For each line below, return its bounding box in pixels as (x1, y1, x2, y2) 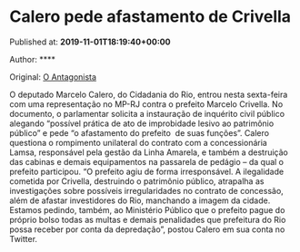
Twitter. (9, 233, 38, 244)
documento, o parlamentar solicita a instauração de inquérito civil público (9, 108, 285, 119)
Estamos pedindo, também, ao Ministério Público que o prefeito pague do (9, 204, 285, 215)
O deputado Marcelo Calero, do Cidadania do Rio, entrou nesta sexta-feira (9, 89, 288, 100)
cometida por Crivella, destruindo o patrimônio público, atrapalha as (9, 175, 265, 187)
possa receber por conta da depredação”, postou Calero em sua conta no (9, 224, 285, 235)
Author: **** (9, 53, 56, 64)
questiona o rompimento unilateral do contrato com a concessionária (9, 137, 268, 148)
